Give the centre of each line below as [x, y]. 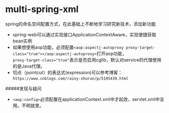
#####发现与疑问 [24, 88]
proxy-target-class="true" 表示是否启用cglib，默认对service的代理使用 [87, 60]
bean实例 [22, 41]
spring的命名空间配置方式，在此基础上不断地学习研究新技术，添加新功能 [80, 24]
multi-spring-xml [42, 9]
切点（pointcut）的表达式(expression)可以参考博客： [68, 72]
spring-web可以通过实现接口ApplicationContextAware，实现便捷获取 [84, 34]
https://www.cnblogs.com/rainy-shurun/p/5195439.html [70, 78]
